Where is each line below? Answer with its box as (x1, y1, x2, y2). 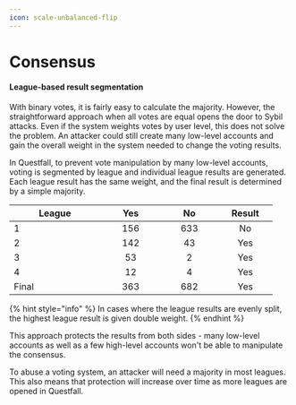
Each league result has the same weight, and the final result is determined (9, 177, 283, 187)
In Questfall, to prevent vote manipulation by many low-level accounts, (9, 158, 268, 168)
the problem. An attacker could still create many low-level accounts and (9, 131, 275, 142)
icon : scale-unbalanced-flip (9, 13, 118, 22)
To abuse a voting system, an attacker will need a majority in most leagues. (9, 366, 286, 377)
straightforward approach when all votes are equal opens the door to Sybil (9, 111, 283, 122)
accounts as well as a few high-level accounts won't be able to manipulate (9, 340, 283, 350)
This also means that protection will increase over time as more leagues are (9, 376, 288, 387)
